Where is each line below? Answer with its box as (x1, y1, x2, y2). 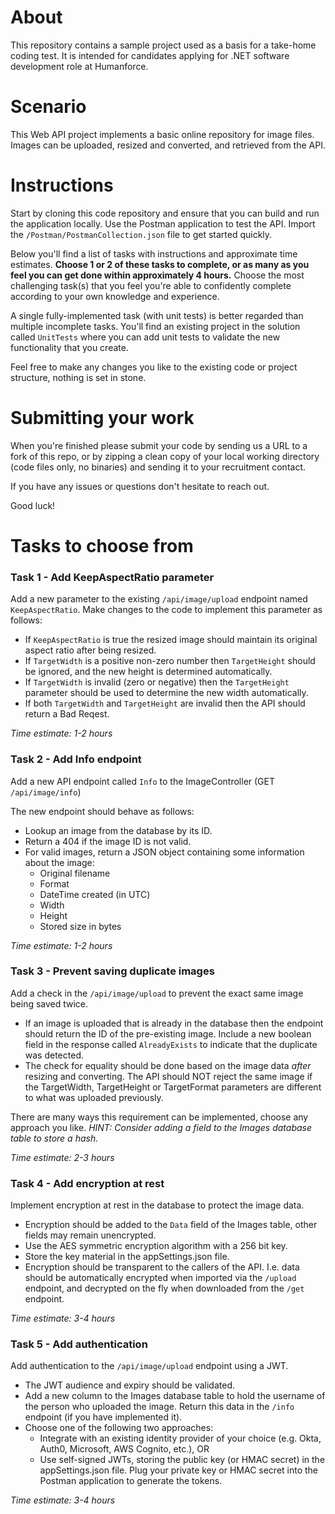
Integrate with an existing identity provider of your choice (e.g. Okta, (39, 1432, 322, 1445)
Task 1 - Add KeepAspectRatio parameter (10, 570, 215, 584)
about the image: (24, 856, 95, 868)
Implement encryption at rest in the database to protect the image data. (10, 1199, 305, 1211)
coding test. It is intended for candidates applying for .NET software (10, 49, 290, 61)
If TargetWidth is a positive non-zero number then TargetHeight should (24, 655, 316, 667)
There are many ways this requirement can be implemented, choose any (10, 1111, 309, 1123)
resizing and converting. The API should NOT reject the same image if (24, 1070, 313, 1082)
